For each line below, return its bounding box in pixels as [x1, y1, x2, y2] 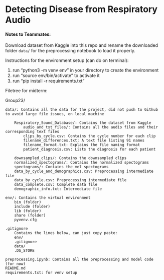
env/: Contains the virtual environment [5, 195, 91, 200]
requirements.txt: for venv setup [5, 270, 78, 275]
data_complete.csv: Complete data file [14, 182, 98, 187]
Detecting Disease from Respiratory [5, 4, 158, 15]
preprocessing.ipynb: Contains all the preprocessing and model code [5, 257, 154, 262]
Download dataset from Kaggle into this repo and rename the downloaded [5, 42, 158, 48]
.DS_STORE [14, 248, 35, 253]
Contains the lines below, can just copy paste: [14, 231, 118, 236]
